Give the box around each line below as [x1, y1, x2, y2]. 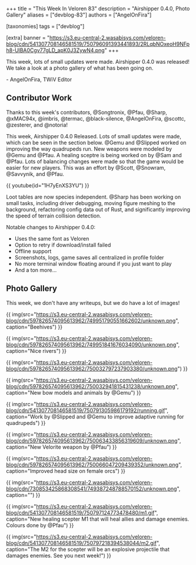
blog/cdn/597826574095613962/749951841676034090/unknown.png [6, 341, 177, 348]
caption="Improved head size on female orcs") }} [6, 467, 125, 475]
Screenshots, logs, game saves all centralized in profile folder [14, 254, 164, 261]
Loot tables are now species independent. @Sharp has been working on [6, 193, 181, 200]
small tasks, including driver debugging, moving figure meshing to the [6, 199, 175, 206]
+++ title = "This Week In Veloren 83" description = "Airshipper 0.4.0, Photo [6, 5, 190, 12]
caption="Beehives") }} [6, 323, 63, 330]
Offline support [14, 248, 52, 255]
